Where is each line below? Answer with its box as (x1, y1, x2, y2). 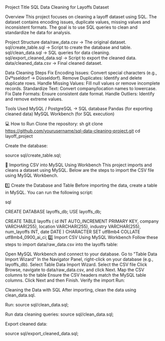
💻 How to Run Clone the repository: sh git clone (5, 121, 103, 127)
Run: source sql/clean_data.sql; (5, 302, 69, 307)
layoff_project (5, 133, 33, 139)
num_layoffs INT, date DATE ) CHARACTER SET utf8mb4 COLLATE (5, 229, 140, 235)
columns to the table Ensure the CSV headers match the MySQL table (5, 272, 146, 278)
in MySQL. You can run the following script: (5, 190, 93, 195)
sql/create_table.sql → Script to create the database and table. (5, 45, 132, 50)
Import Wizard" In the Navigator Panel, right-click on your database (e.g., (5, 256, 154, 262)
